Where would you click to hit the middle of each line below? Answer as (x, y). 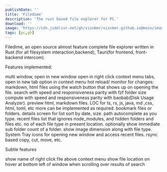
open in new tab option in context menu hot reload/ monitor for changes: (80, 82)
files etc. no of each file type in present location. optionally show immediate (83, 124)
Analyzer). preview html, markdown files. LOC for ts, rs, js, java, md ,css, (79, 103)
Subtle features (21, 149)
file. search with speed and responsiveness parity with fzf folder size (76, 92)
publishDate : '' (22, 10)
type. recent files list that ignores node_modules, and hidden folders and (80, 119)
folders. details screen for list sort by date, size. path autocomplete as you (81, 114)
